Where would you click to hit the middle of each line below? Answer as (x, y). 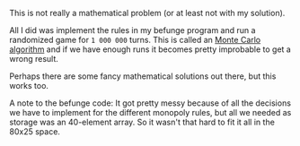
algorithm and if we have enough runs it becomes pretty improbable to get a (150, 49)
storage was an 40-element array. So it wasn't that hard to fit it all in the (142, 122)
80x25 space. (35, 132)
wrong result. (34, 59)
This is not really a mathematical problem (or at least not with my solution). (147, 13)
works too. (29, 86)
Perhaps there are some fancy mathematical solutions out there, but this (143, 76)
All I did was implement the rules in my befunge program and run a (132, 30)
